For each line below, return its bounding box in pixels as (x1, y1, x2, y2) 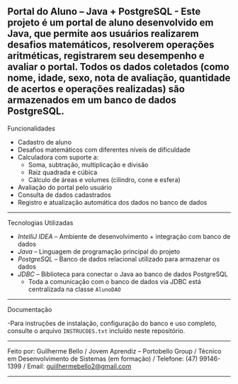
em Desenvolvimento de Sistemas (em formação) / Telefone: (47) (7, 354, 198, 363)
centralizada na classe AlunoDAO (28, 285, 121, 293)
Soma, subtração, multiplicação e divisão (28, 160, 149, 169)
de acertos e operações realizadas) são (7, 83, 186, 95)
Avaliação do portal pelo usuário (17, 183, 112, 191)
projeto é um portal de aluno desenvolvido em (7, 17, 214, 29)
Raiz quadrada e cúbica (28, 168, 98, 176)
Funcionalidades (7, 124, 55, 132)
